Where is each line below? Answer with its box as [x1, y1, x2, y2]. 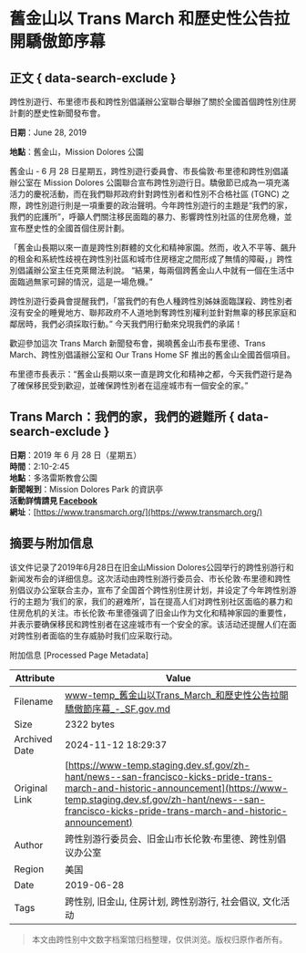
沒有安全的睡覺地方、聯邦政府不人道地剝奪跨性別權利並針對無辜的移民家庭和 [9, 307, 297, 317]
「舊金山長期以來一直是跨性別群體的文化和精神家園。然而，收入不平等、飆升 [9, 243, 297, 253]
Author [14, 838, 44, 851]
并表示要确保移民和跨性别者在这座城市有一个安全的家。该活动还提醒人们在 [9, 618, 289, 629]
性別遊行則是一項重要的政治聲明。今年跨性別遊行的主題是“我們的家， [33, 200, 293, 211]
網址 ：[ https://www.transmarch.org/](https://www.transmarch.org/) [9, 506, 263, 517]
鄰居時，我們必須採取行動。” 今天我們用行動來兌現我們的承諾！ [9, 318, 243, 329]
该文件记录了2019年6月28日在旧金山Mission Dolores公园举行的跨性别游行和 [9, 562, 294, 573]
